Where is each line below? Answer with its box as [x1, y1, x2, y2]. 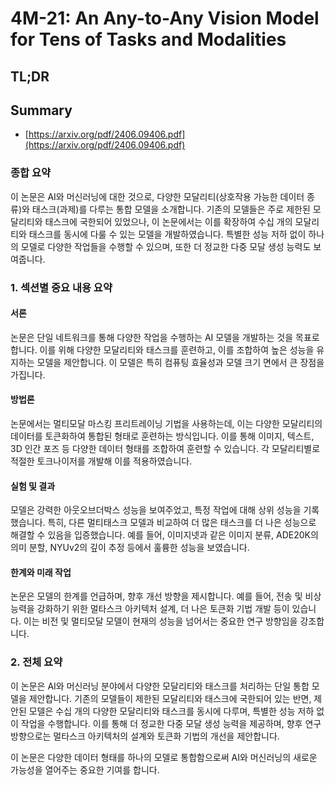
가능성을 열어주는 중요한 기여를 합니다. [10, 763, 160, 776]
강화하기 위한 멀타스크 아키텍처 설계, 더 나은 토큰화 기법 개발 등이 [36, 603, 290, 615]
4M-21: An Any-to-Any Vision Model [10, 7, 320, 30]
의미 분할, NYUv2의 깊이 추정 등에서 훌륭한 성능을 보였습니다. [10, 542, 250, 554]
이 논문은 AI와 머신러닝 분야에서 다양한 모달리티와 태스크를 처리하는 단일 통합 [10, 680, 310, 692]
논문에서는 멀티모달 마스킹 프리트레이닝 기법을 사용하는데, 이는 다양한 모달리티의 [10, 418, 323, 430]
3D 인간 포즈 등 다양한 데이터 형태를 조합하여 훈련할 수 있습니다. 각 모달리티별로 [10, 443, 321, 455]
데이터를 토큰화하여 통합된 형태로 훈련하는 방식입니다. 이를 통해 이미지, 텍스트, [10, 430, 315, 442]
